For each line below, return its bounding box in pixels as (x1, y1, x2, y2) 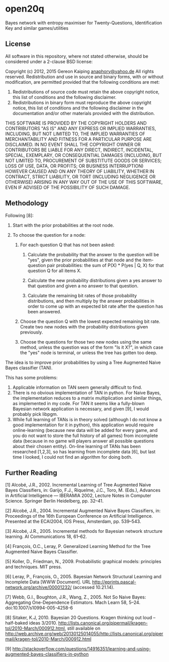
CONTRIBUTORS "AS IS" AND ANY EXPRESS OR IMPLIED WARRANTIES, (5, 125, 156, 131)
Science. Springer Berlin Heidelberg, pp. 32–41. (5, 498, 104, 504)
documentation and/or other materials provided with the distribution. (12, 110, 155, 116)
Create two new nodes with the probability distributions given (20, 323, 148, 329)
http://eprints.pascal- (92, 579, 136, 585)
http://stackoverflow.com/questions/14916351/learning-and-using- (12, 646, 151, 652)
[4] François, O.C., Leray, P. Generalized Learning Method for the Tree (5, 543, 151, 549)
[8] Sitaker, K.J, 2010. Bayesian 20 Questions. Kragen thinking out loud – (5, 615, 155, 621)
